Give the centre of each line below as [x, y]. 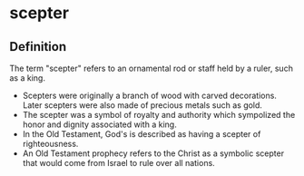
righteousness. [50, 144]
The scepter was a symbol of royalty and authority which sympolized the [159, 115]
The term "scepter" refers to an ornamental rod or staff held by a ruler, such [151, 68]
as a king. [27, 78]
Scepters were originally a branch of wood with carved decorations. [149, 95]
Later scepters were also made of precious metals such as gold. [142, 105]
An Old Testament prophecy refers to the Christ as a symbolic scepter [153, 153]
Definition [38, 47]
